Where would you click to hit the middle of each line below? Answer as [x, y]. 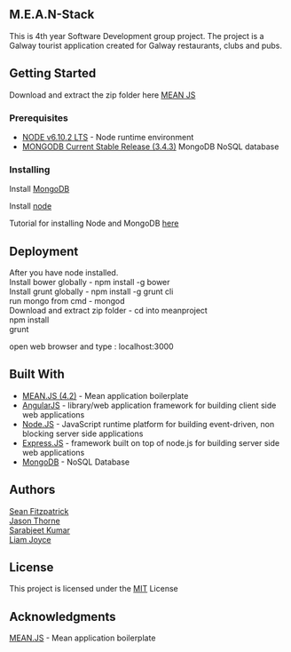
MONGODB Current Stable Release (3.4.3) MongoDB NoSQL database [150, 147]
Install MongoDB [39, 189]
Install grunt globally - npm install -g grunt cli [91, 291]
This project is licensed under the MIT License [94, 589]
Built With [37, 374]
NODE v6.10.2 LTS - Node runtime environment [108, 137]
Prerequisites [39, 117]
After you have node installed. [64, 273]
